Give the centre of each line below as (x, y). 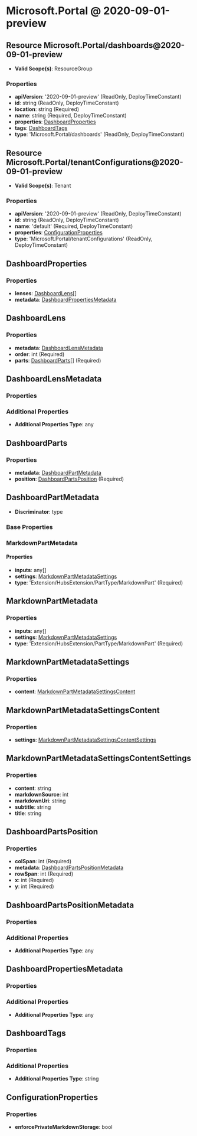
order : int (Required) (40, 354)
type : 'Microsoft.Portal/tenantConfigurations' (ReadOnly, (83, 239)
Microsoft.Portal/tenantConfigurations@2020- (95, 162)
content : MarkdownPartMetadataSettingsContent (75, 691)
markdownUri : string (40, 801)
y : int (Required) (34, 886)
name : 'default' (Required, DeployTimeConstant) (74, 226)
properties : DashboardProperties (55, 122)
